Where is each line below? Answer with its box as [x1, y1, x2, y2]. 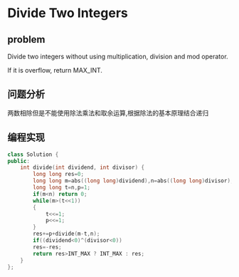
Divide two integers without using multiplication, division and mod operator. [7, 52, 229, 61]
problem [7, 33, 46, 46]
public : [7, 157, 31, 164]
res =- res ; [33, 244, 62, 251]
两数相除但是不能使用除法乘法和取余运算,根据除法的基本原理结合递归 [7, 108, 209, 117]
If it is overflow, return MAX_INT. [7, 66, 103, 74]
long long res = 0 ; [33, 171, 84, 178]
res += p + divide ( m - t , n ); [33, 230, 100, 238]
